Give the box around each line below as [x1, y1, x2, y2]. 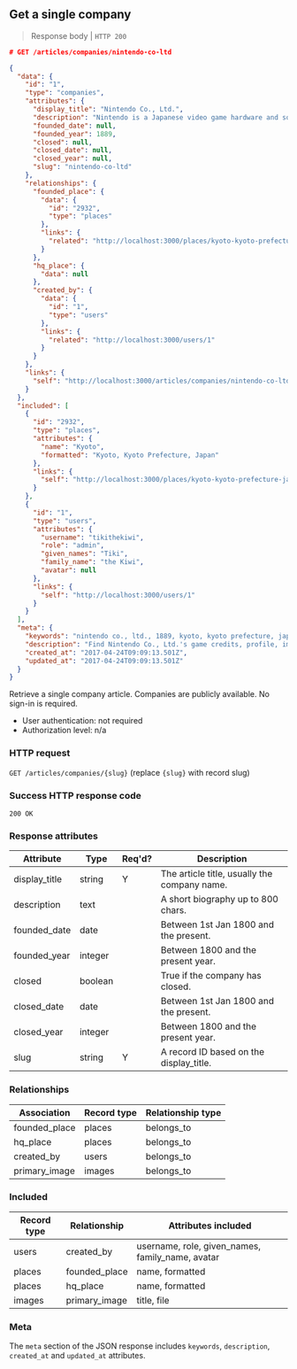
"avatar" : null [41, 566, 97, 575]
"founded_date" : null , [32, 121, 117, 130]
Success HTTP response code [9, 789, 141, 801]
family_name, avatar [136, 1250, 219, 1263]
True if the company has [160, 970, 263, 982]
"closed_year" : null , [32, 154, 113, 163]
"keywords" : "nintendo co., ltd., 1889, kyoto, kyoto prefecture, [25, 632, 275, 641]
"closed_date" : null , [32, 146, 113, 155]
